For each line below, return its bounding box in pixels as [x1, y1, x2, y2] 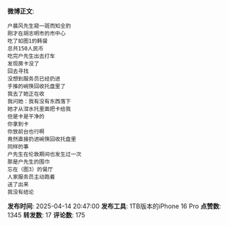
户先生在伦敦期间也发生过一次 [7, 151, 82, 158]
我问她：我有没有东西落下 [7, 98, 71, 105]
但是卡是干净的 [7, 113, 45, 120]
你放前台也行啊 [7, 128, 45, 135]
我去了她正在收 [7, 90, 45, 97]
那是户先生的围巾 [7, 158, 50, 166]
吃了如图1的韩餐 [7, 38, 48, 45]
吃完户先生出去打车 [7, 53, 55, 60]
